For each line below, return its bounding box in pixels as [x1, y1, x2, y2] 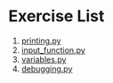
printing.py [20, 35, 61, 46]
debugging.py [20, 64, 73, 74]
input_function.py [20, 44, 85, 55]
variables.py [20, 54, 67, 64]
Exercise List [8, 6, 105, 26]
